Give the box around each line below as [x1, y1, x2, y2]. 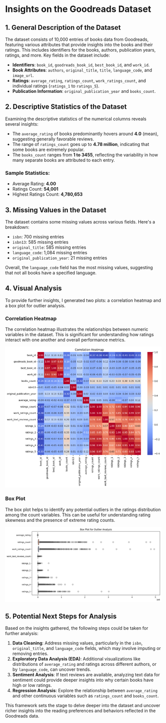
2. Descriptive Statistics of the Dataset [5, 103, 127, 111]
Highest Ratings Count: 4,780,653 [12, 191, 83, 197]
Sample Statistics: [5, 169, 51, 176]
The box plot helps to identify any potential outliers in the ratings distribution [5, 506, 161, 512]
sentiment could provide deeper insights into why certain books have [12, 677, 154, 683]
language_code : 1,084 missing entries [12, 249, 88, 255]
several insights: [5, 121, 39, 127]
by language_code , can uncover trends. [12, 666, 91, 672]
